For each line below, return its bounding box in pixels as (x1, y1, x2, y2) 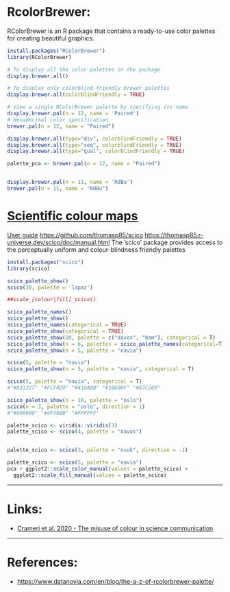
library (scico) (7, 265, 51, 272)
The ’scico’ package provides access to (111, 238, 223, 246)
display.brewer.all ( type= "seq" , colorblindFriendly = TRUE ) (7, 141, 183, 148)
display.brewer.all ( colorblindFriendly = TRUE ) (7, 91, 146, 98)
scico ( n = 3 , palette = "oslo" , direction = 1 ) (7, 403, 146, 410)
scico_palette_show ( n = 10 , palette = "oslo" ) (7, 396, 142, 403)
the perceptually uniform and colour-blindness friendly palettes (7, 245, 186, 254)
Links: (7, 501, 43, 517)
